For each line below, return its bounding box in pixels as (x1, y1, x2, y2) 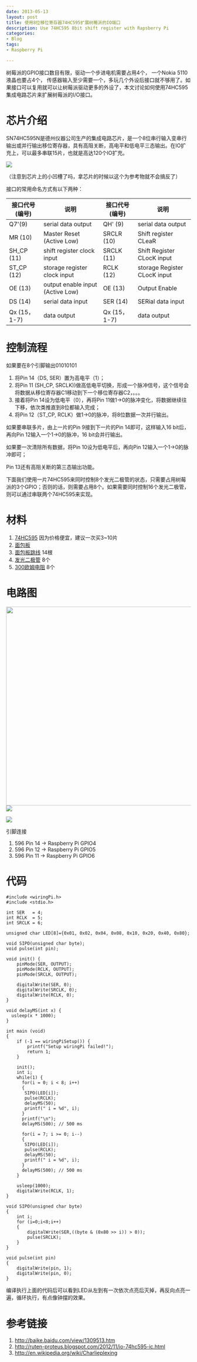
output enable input (43, 280, 97, 289)
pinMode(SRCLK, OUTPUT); (16, 971, 77, 978)
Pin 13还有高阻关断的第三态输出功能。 (6, 463, 98, 470)
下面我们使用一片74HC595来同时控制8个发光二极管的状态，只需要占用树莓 (6, 475, 186, 483)
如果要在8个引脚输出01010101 (6, 362, 77, 369)
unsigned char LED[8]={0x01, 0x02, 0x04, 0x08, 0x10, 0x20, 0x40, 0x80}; (6, 930, 191, 937)
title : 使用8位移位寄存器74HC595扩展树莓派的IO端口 (6, 19, 121, 25)
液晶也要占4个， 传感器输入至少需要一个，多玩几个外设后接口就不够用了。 (6, 76, 186, 83)
